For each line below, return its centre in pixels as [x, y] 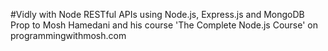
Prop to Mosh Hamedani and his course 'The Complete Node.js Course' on [164, 25]
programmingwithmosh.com [68, 35]
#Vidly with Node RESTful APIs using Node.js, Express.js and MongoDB [157, 14]
